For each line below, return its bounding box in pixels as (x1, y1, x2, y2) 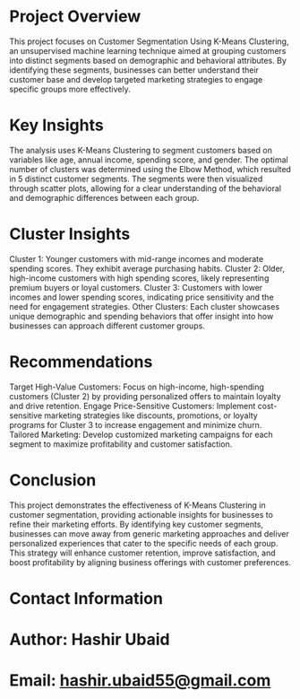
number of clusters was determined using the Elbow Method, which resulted (9, 163, 291, 174)
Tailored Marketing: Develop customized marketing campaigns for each (9, 429, 273, 440)
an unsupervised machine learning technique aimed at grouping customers (9, 45, 287, 56)
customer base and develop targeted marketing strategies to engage (9, 74, 263, 84)
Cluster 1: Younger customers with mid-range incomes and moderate (9, 253, 264, 264)
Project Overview (9, 6, 141, 27)
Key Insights (9, 115, 105, 135)
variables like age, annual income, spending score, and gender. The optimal (9, 154, 288, 165)
